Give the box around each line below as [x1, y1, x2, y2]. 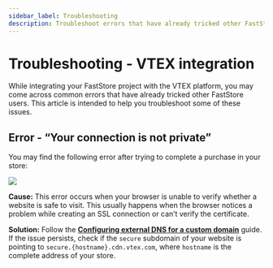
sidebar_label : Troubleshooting [8, 11, 118, 20]
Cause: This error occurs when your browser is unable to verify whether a [8, 192, 258, 201]
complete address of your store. [8, 251, 116, 261]
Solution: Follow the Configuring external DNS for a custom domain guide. [8, 225, 262, 235]
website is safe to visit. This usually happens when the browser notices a [8, 201, 253, 210]
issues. [8, 107, 32, 117]
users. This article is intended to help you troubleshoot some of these [8, 98, 241, 108]
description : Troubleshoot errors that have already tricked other [8, 19, 242, 28]
